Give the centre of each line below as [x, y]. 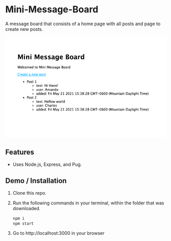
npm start [23, 224]
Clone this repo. [29, 193]
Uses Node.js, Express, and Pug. [47, 164]
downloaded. [27, 208]
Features [20, 152]
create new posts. [24, 29]
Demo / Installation [36, 181]
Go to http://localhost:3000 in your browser [59, 233]
